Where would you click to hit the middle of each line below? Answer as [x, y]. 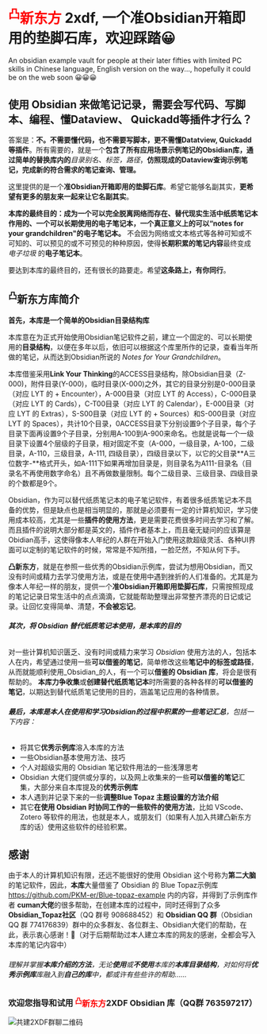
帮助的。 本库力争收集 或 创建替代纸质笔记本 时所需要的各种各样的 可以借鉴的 [131, 682]
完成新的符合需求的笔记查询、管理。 [81, 170]
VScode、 [231, 807]
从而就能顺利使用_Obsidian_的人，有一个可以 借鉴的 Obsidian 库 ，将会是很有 [133, 672]
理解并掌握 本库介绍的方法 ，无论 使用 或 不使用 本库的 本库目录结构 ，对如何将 [130, 964]
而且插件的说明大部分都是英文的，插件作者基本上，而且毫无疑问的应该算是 [130, 529]
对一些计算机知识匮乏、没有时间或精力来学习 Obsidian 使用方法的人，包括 [129, 653]
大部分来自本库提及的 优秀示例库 [86, 788]
